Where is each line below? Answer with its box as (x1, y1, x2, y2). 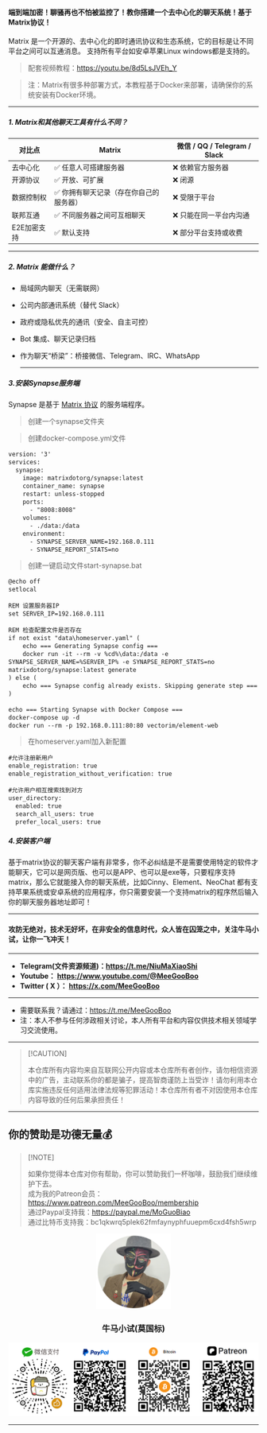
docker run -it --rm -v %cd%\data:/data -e (22, 650, 169, 658)
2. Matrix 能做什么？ (8, 262, 75, 272)
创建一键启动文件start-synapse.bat (27, 561, 142, 570)
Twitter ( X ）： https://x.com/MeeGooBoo (19, 981, 161, 990)
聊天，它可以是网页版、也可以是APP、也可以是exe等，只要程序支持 (14, 868, 236, 877)
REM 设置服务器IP (8, 602, 60, 610)
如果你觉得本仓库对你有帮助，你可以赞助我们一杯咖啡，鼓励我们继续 (27, 1169, 251, 1179)
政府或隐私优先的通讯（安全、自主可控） (19, 317, 153, 327)
